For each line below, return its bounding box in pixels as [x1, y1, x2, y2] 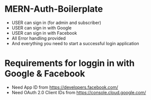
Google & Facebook [4, 68, 86, 79]
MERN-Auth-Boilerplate [4, 3, 103, 15]
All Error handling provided [11, 35, 66, 41]
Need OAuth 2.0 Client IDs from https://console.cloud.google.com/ [11, 89, 146, 95]
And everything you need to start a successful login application [11, 40, 140, 46]
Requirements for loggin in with [4, 58, 135, 69]
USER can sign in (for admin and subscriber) [11, 20, 101, 25]
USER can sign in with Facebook [11, 30, 77, 36]
